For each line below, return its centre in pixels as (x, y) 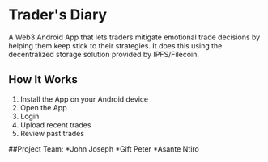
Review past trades (52, 133)
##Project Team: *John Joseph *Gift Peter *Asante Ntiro (104, 149)
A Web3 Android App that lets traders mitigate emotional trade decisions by (134, 37)
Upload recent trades (55, 125)
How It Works (43, 79)
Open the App (43, 107)
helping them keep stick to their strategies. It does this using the (115, 45)
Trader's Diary (58, 15)
